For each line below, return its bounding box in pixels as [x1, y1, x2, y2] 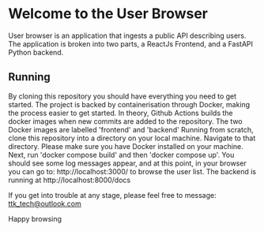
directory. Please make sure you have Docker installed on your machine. [8, 141, 243, 151]
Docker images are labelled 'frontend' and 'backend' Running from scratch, [8, 125, 254, 134]
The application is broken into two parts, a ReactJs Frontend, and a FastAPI [8, 39, 254, 48]
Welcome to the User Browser [8, 5, 208, 23]
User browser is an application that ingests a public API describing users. [8, 31, 247, 40]
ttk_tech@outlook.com [8, 199, 81, 208]
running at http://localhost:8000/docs [8, 175, 131, 184]
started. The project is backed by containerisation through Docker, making [8, 99, 251, 109]
